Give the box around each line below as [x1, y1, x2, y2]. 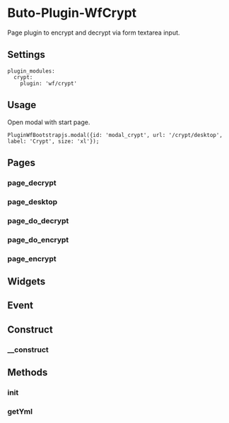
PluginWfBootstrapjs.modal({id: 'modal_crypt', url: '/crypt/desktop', [7, 131, 223, 138]
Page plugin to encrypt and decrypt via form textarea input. [7, 28, 180, 37]
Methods [7, 367, 48, 379]
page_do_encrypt [7, 234, 69, 244]
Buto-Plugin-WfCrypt [7, 5, 137, 21]
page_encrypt [7, 254, 57, 263]
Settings [7, 49, 46, 61]
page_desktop [7, 196, 58, 206]
